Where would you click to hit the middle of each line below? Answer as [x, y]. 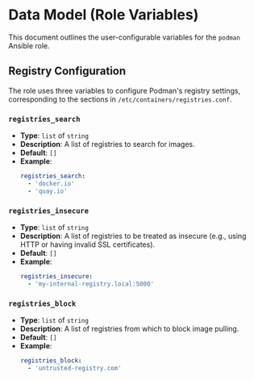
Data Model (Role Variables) [104, 15]
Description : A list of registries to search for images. [107, 144]
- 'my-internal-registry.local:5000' [91, 284]
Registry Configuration [67, 71]
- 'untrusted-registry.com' [75, 368]
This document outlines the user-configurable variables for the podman [124, 37]
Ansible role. [29, 45]
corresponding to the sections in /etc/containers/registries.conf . [120, 99]
